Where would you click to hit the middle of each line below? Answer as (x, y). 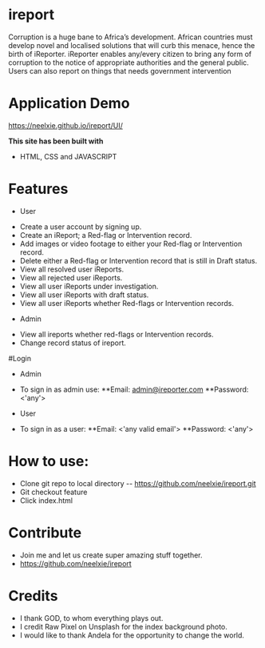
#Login (20, 358)
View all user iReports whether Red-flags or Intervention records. (127, 303)
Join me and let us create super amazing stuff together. (111, 555)
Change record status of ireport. (73, 343)
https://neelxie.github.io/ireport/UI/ (66, 125)
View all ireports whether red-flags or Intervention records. (117, 334)
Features (38, 189)
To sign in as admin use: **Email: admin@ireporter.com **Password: (134, 389)
